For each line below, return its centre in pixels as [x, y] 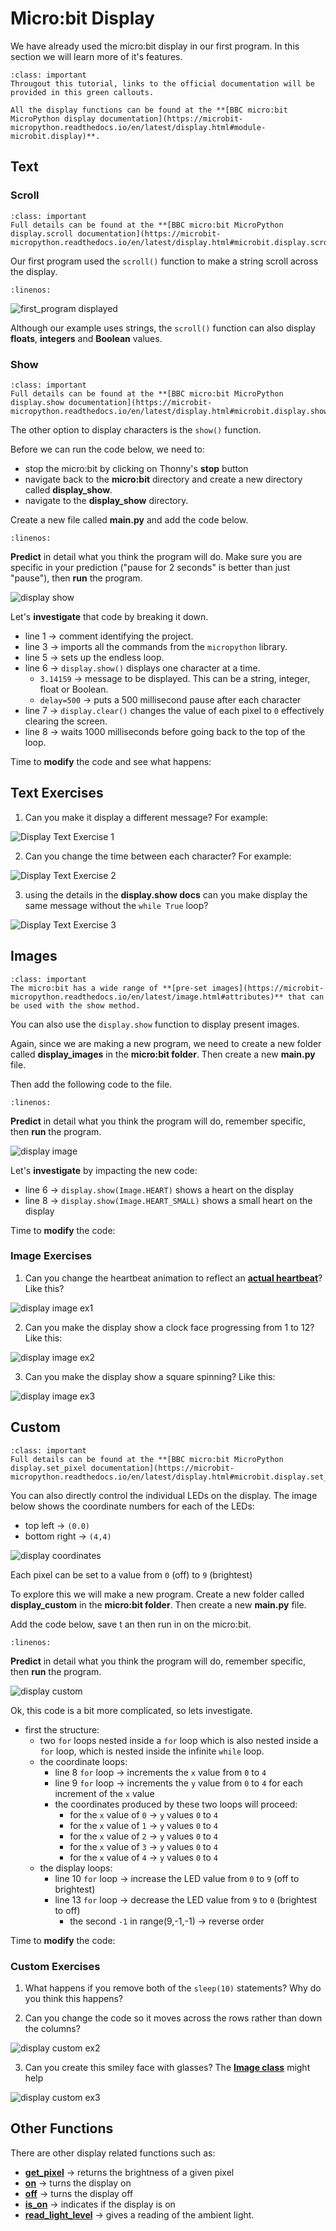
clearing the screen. [66, 721]
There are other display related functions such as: [113, 2153]
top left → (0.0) [57, 1525]
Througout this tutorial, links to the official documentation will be [162, 83]
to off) [67, 1910]
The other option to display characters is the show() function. [136, 429]
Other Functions [62, 2128]
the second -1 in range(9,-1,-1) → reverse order [167, 1921]
